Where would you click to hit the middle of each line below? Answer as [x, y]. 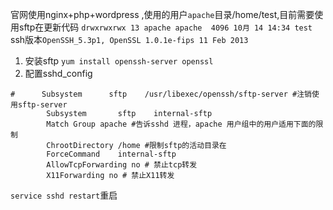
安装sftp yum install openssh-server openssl [119, 61]
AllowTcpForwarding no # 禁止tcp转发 [122, 165]
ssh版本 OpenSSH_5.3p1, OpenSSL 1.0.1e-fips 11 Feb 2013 [129, 39]
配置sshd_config [58, 73]
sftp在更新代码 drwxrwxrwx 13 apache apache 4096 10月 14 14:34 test [165, 27]
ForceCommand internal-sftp [111, 154]
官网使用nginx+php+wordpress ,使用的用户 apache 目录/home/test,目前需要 [162, 14]
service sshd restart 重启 [64, 195]
